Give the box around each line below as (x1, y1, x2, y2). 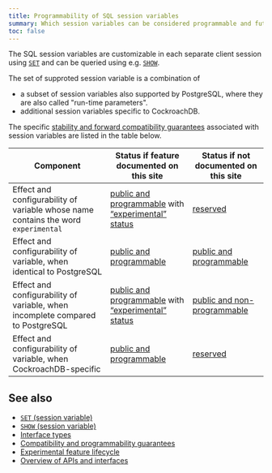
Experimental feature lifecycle (19, 447, 120, 457)
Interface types (19, 430, 71, 440)
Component (33, 160, 81, 171)
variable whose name (12, 204, 95, 216)
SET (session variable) (19, 413, 93, 423)
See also (8, 391, 53, 405)
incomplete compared (12, 310, 96, 321)
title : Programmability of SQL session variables (8, 11, 180, 20)
